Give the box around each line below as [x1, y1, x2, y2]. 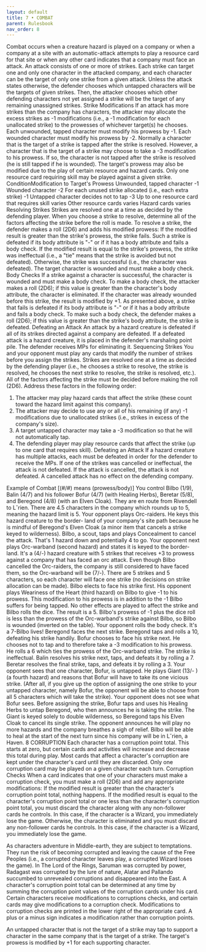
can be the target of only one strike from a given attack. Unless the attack [6, 76, 193, 83]
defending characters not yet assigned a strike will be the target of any [6, 95, 185, 103]
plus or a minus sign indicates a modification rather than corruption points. [6, 914, 195, 921]
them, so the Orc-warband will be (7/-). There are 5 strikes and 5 [6, 569, 170, 577]
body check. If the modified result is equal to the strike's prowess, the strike [6, 245, 198, 252]
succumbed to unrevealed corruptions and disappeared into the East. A [6, 875, 187, 882]
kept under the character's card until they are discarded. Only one [6, 759, 174, 766]
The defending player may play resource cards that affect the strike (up [15, 440, 196, 447]
